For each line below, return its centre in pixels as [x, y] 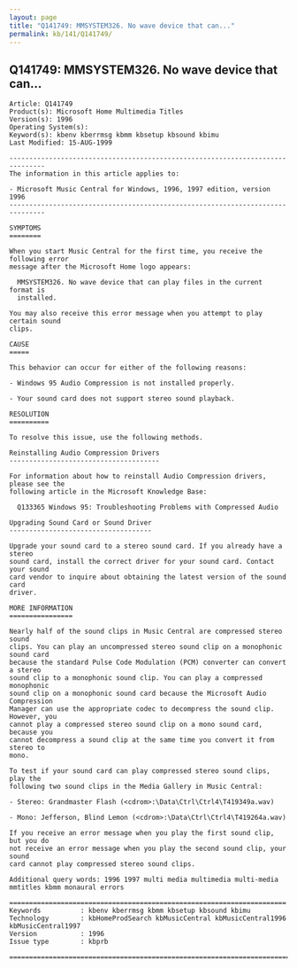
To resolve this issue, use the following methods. [106, 438]
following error [39, 259]
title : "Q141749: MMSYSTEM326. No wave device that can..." [122, 26]
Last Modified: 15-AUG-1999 [61, 143]
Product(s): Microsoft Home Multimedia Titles [96, 112]
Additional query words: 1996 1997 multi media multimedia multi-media [144, 880]
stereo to [27, 748]
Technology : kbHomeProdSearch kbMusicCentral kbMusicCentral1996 [148, 918]
